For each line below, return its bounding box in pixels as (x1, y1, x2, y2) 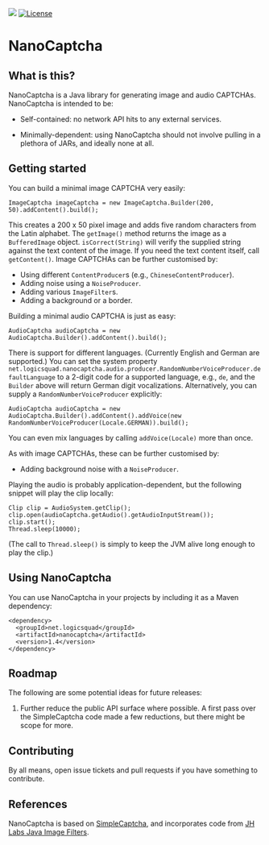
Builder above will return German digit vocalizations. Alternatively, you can (8, 380, 258, 390)
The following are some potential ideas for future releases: (8, 688, 203, 698)
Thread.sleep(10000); (8, 524, 81, 533)
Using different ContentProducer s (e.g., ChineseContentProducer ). (19, 270, 235, 280)
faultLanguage (8, 373, 56, 382)
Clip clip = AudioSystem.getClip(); (8, 503, 131, 512)
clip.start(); (8, 518, 56, 526)
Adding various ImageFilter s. (19, 287, 118, 296)
